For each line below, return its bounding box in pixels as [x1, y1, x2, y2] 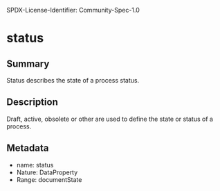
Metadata [6, 142, 49, 154]
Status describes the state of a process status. [6, 76, 140, 84]
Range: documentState [16, 175, 82, 183]
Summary [6, 58, 50, 69]
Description [6, 97, 58, 108]
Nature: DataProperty [16, 168, 78, 176]
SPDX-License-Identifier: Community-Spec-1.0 [6, 6, 140, 14]
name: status [16, 160, 54, 169]
